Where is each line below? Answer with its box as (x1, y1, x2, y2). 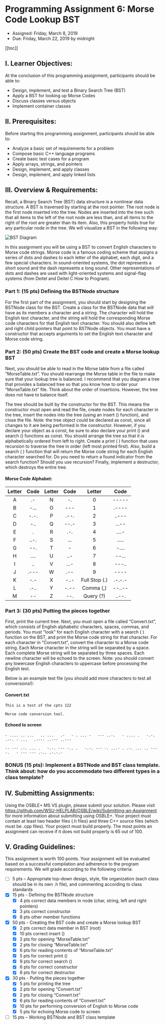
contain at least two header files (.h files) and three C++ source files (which (5, 818, 159, 824)
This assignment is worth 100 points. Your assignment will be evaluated (5, 856, 150, 862)
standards (12, 887, 33, 893)
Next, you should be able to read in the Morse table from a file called (5, 365, 144, 371)
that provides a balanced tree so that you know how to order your (5, 381, 138, 387)
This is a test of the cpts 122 (5, 703, 71, 708)
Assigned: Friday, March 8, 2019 (12, 30, 78, 36)
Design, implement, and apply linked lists (12, 171, 96, 177)
